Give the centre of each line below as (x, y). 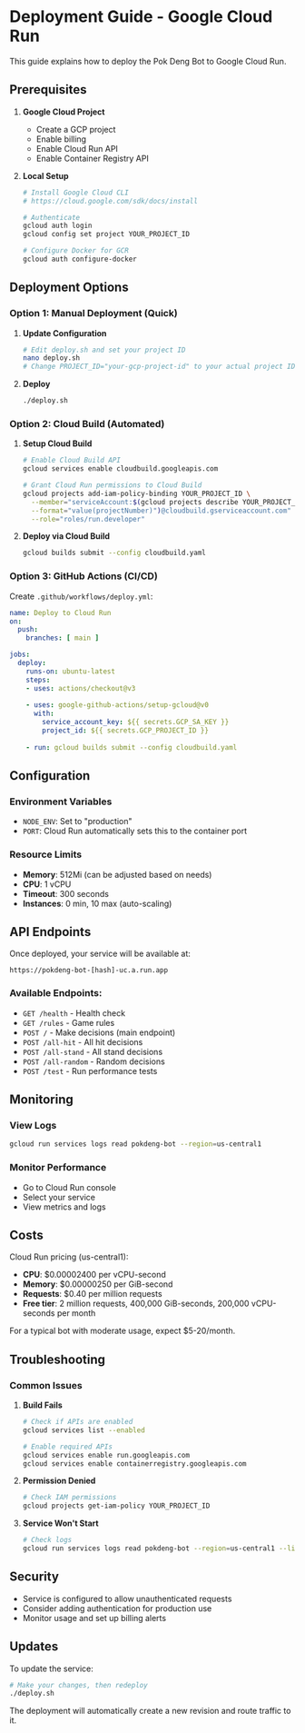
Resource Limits (46, 854)
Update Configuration (64, 333)
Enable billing (61, 139)
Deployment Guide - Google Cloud (141, 17)
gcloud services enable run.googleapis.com (106, 1455)
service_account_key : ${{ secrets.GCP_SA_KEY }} (136, 722)
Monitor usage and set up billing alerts (94, 1618)
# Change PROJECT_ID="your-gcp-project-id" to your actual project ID (159, 367)
